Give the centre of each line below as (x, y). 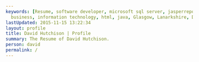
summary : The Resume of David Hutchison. (58, 39)
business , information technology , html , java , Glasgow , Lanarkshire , (100, 17)
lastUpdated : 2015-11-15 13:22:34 (48, 22)
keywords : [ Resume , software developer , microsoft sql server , (86, 12)
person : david (23, 45)
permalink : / (22, 50)
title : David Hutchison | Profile (48, 34)
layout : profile (26, 28)
